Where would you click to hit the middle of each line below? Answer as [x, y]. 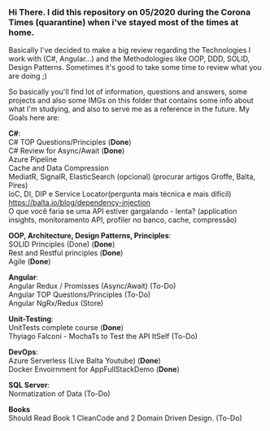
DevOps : [24, 352]
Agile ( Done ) [30, 262]
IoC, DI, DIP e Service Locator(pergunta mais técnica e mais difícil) [120, 194]
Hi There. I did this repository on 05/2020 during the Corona [129, 12]
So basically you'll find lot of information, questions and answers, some [128, 92]
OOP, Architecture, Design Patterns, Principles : [90, 236]
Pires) [18, 185]
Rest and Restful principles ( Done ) [66, 253]
